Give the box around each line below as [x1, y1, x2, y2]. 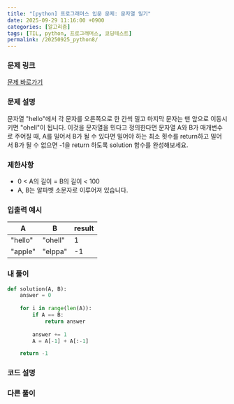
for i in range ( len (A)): [20, 305, 92, 312]
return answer [44, 318, 86, 325]
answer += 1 [32, 330, 68, 338]
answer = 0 [20, 292, 52, 299]
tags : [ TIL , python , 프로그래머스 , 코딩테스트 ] [7, 29, 133, 37]
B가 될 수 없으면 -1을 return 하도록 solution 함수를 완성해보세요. [14, 141, 189, 149]
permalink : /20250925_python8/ [7, 36, 98, 43]
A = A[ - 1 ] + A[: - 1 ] [32, 337, 89, 344]
